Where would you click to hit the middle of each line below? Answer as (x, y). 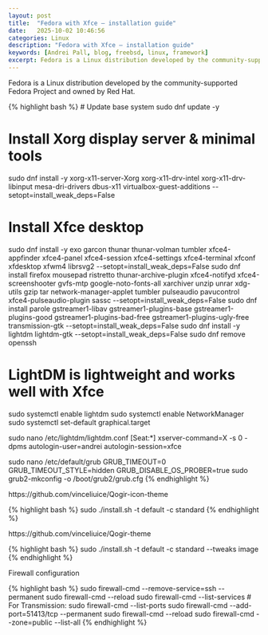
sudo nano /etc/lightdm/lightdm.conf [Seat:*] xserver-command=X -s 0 (126, 438)
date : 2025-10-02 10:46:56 (57, 30)
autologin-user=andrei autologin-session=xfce (105, 446)
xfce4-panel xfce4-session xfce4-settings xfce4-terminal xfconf (149, 258)
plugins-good (31, 317)
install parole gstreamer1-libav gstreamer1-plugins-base (100, 309)
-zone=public (31, 622)
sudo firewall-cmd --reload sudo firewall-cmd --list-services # (149, 597)
